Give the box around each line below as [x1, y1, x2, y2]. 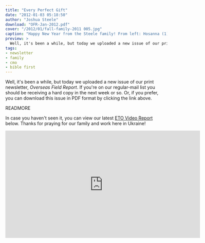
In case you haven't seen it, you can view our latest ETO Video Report [5, 115, 153, 121]
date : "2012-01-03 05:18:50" [5, 12, 68, 17]
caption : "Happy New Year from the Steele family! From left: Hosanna [5, 31, 160, 36]
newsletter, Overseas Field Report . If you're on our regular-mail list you [5, 84, 155, 90]
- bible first [5, 65, 36, 70]
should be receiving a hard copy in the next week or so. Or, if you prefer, [5, 90, 159, 96]
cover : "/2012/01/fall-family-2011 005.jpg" [5, 27, 102, 32]
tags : [5, 46, 17, 51]
